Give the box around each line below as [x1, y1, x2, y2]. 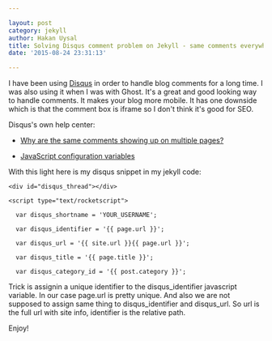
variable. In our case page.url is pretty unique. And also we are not [8, 291, 231, 301]
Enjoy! [8, 323, 30, 333]
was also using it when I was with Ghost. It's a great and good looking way [8, 87, 257, 97]
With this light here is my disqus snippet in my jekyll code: [8, 167, 202, 177]
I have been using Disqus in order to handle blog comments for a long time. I [8, 79, 263, 88]
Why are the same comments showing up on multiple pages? [19, 135, 224, 146]
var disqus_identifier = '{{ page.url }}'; [15, 225, 164, 233]
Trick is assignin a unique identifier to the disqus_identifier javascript [8, 282, 237, 292]
